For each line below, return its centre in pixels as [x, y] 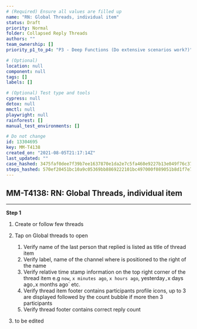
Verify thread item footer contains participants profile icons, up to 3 [105, 291]
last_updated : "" [27, 158]
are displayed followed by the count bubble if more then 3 [93, 297]
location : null [25, 66]
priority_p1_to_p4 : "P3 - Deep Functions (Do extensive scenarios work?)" [99, 50]
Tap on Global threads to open [51, 235]
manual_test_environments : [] [43, 126]
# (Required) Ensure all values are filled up [64, 11]
